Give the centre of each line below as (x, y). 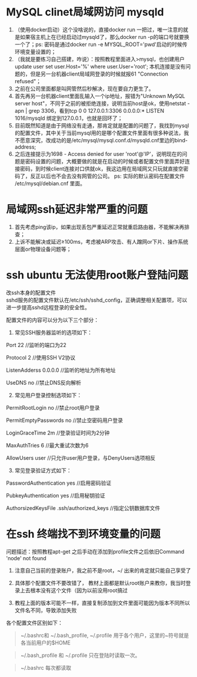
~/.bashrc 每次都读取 (46, 668)
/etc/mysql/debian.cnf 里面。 (50, 183)
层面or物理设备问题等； (43, 249)
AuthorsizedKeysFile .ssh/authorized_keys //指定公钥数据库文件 (83, 508)
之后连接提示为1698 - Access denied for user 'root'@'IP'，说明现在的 (98, 153)
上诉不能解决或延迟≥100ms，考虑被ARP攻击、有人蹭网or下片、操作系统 (101, 241)
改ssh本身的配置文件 (31, 292)
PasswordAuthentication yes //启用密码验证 (59, 483)
